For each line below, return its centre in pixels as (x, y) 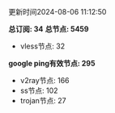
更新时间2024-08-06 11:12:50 (57, 12)
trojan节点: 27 (43, 100)
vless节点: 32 (43, 46)
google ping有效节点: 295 (52, 63)
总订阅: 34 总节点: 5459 (49, 29)
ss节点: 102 (39, 90)
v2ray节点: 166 (45, 80)
